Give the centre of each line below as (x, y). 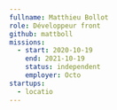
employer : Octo (53, 75)
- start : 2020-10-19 (55, 51)
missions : (27, 42)
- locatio (35, 91)
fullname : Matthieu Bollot (59, 17)
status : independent (63, 67)
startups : (27, 83)
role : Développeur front (55, 26)
